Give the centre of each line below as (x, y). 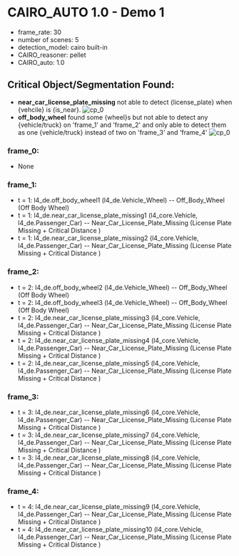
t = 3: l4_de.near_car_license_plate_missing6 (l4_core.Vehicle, (109, 412)
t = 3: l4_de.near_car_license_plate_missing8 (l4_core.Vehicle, (109, 458)
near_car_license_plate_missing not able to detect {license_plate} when (125, 102)
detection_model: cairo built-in (63, 47)
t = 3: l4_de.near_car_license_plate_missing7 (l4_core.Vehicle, (109, 435)
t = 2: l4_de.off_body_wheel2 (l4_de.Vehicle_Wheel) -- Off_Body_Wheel (122, 287)
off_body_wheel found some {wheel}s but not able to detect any (113, 117)
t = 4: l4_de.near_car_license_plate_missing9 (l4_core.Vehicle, (109, 507)
